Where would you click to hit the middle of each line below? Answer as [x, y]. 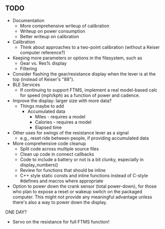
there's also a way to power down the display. [60, 202]
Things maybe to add [42, 106]
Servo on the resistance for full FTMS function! [61, 221]
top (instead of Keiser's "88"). [43, 79]
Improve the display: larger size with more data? [62, 101]
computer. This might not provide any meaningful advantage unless [82, 197]
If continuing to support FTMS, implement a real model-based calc [89, 90]
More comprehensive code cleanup [49, 143]
